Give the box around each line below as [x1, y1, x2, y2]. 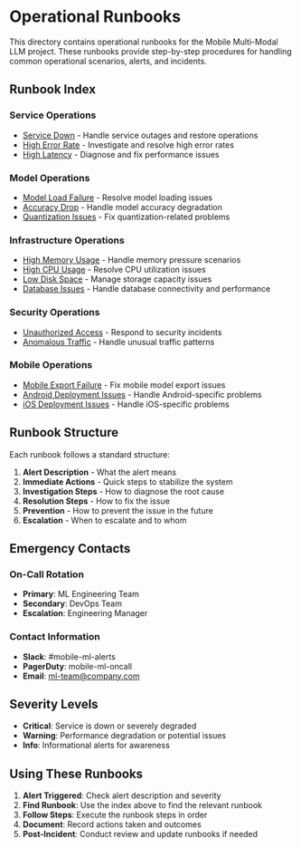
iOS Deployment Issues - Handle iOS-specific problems [22, 399, 230, 410]
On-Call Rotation [9, 568, 84, 581]
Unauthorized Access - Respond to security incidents [22, 326, 222, 337]
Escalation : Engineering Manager [22, 608, 148, 619]
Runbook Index [9, 82, 97, 97]
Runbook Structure [9, 425, 119, 440]
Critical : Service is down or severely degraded [22, 720, 197, 731]
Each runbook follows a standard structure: [9, 448, 170, 459]
